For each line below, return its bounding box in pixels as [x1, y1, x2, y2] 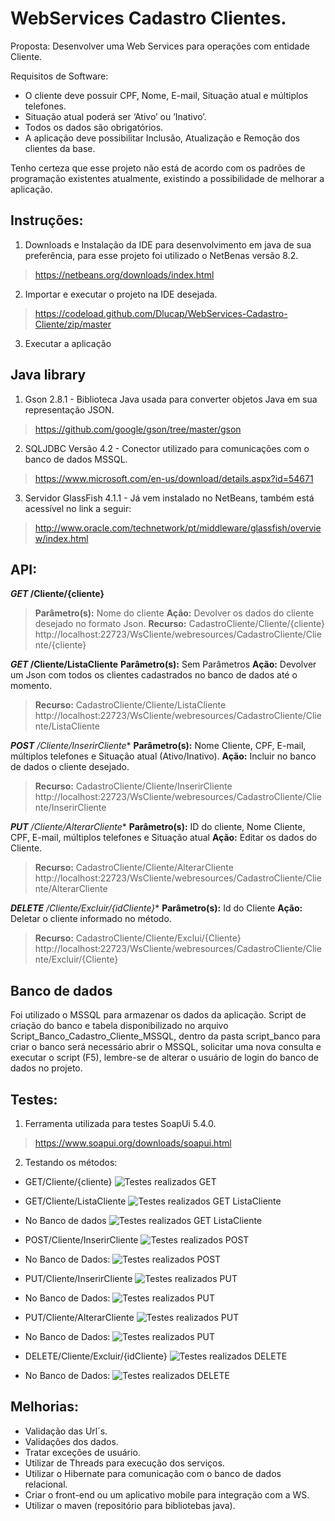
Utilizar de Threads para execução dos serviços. [24, 1457, 225, 1469]
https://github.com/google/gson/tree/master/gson [34, 423, 242, 435]
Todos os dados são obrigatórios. [24, 121, 164, 133]
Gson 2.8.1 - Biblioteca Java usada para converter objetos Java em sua [24, 393, 318, 405]
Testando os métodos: [24, 1157, 118, 1168]
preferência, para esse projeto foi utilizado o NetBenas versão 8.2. [24, 249, 299, 261]
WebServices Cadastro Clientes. [10, 7, 287, 30]
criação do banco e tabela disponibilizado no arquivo [10, 1020, 229, 1032]
